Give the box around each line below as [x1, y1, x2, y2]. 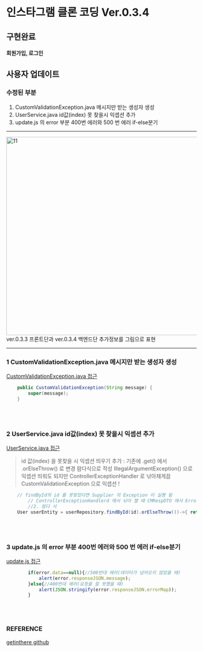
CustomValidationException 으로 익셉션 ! [21, 480, 120, 487]
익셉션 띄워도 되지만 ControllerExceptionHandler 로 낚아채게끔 [21, 473, 171, 480]
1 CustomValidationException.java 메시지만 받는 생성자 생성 [6, 358, 177, 366]
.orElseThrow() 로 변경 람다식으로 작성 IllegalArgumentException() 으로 [21, 465, 193, 472]
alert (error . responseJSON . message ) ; [38, 575, 131, 581]
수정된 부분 [6, 88, 37, 97]
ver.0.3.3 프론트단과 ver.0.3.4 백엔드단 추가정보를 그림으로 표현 [6, 335, 156, 343]
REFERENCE [6, 625, 43, 633]
